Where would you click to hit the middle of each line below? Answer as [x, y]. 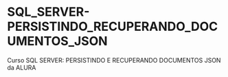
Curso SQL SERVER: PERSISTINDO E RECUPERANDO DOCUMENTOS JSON [114, 60]
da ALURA [22, 67]
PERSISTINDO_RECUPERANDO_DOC [113, 26]
